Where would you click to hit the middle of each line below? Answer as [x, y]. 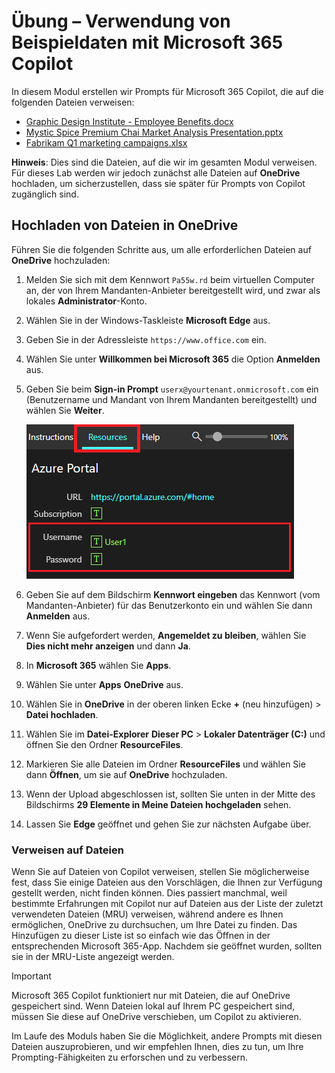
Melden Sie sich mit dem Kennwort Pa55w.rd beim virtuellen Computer [170, 279]
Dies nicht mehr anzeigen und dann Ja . [108, 646]
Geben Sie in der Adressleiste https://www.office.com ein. [146, 339]
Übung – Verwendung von [121, 21]
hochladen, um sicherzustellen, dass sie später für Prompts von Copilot [158, 183]
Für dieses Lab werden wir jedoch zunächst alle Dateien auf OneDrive [156, 172]
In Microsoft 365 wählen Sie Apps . [98, 665]
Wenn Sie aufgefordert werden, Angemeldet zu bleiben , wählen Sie [166, 635]
